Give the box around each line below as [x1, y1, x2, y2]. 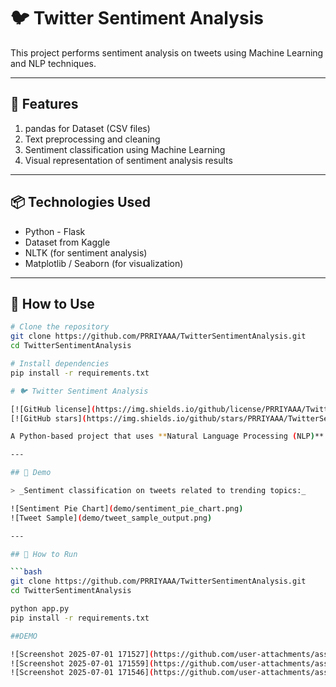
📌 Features [10, 96, 79, 113]
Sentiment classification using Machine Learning [24, 143, 226, 155]
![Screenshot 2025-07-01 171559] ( [10, 658, 155, 669]
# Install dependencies [10, 359, 110, 369]
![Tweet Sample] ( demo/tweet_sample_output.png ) [10, 513, 213, 523]
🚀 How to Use [10, 295, 95, 312]
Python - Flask [24, 225, 86, 237]
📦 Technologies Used [10, 194, 152, 211]
